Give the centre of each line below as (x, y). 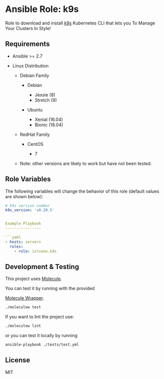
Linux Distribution (30, 65)
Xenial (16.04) (49, 119)
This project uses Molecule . (34, 279)
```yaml (13, 237)
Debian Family (34, 75)
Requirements (27, 44)
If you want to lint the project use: (40, 317)
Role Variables (28, 179)
